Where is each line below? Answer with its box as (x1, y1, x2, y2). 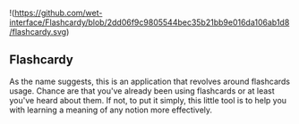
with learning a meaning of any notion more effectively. (9, 104, 213, 115)
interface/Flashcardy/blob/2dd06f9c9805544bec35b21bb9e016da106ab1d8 (9, 17, 290, 28)
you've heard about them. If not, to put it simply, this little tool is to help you (9, 95, 287, 105)
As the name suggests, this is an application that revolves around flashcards (9, 76, 291, 87)
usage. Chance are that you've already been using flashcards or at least (9, 85, 275, 96)
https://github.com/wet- (14, 8, 103, 18)
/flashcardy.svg (9, 27, 67, 37)
